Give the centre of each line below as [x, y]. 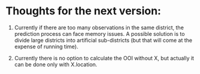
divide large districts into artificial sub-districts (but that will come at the [103, 40]
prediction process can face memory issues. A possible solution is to [99, 33]
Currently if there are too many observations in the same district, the [99, 27]
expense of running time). [46, 47]
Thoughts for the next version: [83, 11]
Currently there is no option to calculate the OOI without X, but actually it [104, 58]
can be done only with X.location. [56, 64]
